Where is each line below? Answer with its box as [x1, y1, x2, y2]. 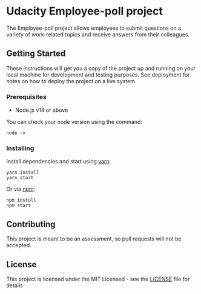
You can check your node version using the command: [6, 118, 142, 126]
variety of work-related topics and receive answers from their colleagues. [6, 30, 189, 38]
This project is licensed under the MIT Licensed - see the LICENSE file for [6, 275, 190, 282]
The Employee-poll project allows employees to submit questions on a [6, 24, 182, 32]
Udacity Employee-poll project [6, 4, 163, 18]
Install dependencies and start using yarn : [6, 158, 111, 165]
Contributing [6, 219, 56, 229]
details [6, 281, 23, 289]
